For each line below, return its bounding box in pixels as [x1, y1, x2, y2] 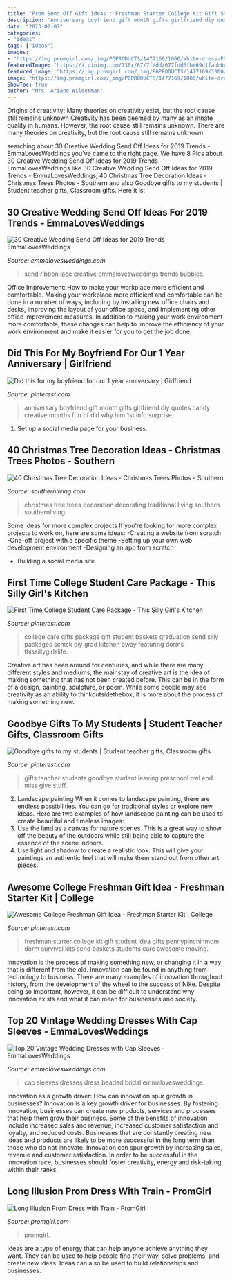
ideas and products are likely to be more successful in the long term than [7, 1136, 215, 1144]
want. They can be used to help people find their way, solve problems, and [7, 1252, 220, 1260]
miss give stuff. [23, 781, 68, 790]
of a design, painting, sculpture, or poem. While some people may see [7, 683, 207, 692]
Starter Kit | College [7, 892, 95, 904]
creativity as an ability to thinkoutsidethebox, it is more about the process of [7, 690, 223, 699]
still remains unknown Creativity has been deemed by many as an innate [7, 114, 213, 122]
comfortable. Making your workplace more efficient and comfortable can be [7, 290, 223, 299]
